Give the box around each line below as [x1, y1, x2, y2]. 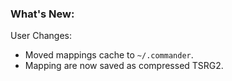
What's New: [10, 7, 75, 21]
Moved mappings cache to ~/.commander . [24, 49, 194, 61]
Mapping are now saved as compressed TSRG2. [24, 60, 224, 72]
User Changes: [10, 30, 72, 42]
